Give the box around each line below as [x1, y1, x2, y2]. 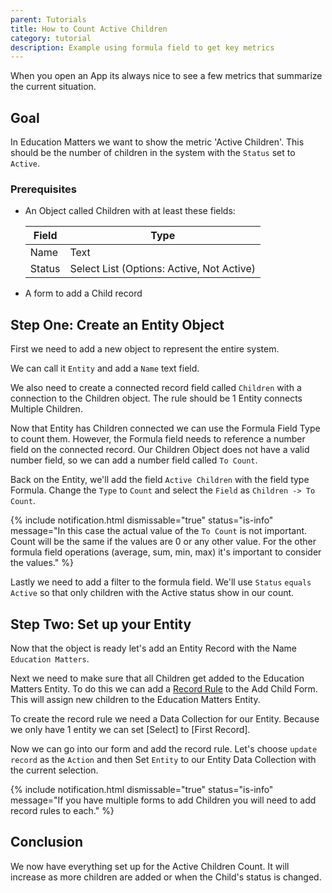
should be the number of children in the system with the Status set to [10, 147, 296, 159]
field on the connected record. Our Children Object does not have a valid [10, 444, 310, 456]
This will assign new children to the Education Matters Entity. [10, 693, 261, 705]
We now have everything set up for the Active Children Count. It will [10, 860, 290, 872]
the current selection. [10, 764, 99, 776]
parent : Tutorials [10, 14, 87, 25]
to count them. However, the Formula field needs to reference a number [10, 433, 306, 445]
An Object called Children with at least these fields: [24, 205, 236, 217]
